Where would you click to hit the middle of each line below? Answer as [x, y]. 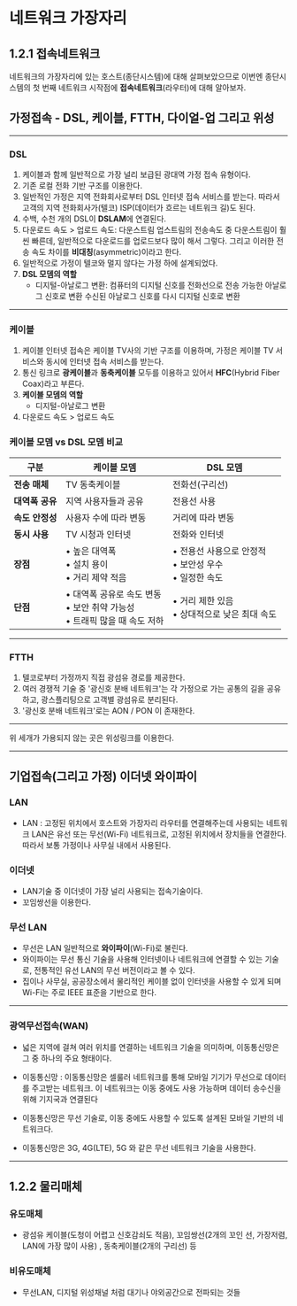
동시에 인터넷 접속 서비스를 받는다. [105, 362]
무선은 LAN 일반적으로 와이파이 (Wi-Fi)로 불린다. [105, 948]
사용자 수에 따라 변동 [106, 517]
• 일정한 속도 [198, 577]
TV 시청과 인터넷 [98, 534]
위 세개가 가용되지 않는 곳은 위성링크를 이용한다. [92, 738]
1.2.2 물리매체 [46, 1186]
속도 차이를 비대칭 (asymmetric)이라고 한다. [107, 252]
